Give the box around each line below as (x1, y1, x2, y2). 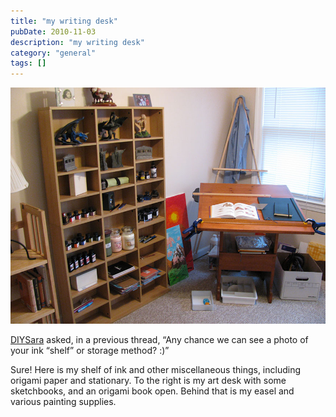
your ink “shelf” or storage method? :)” (10, 345, 170, 357)
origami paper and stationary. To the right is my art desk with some (10, 375, 287, 387)
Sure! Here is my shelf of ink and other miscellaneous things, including (10, 364, 302, 376)
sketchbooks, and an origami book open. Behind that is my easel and (10, 385, 295, 397)
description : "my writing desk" (10, 37, 145, 47)
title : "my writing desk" (10, 16, 118, 26)
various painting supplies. (10, 396, 117, 408)
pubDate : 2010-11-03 (10, 26, 97, 37)
